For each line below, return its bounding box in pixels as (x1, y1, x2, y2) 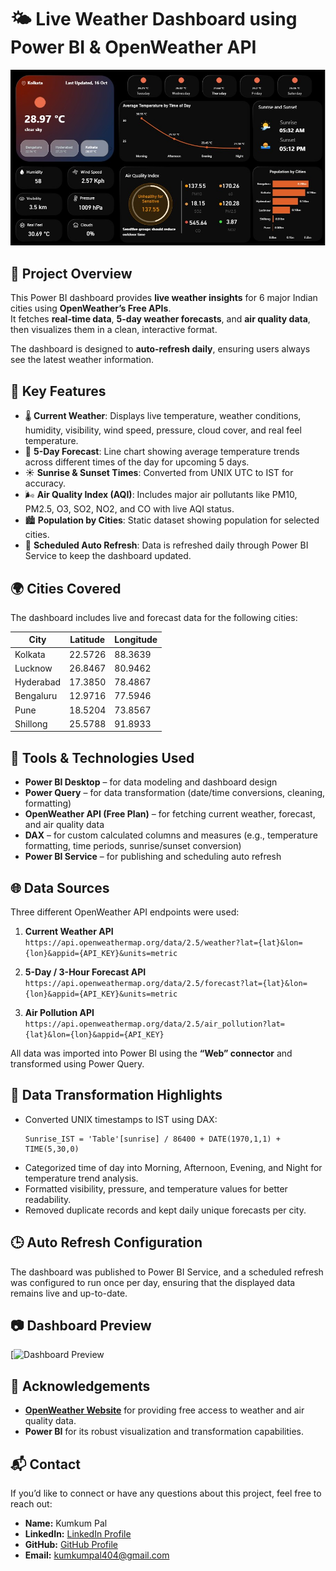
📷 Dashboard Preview (10, 1317, 152, 1335)
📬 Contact (10, 1456, 81, 1473)
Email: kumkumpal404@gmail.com (24, 1549, 170, 1561)
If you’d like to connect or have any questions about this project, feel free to (10, 1487, 322, 1500)
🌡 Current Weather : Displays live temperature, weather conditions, (24, 410, 302, 422)
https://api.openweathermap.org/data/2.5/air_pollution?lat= (24, 1019, 286, 1030)
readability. (24, 1193, 72, 1205)
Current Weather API (24, 926, 114, 938)
